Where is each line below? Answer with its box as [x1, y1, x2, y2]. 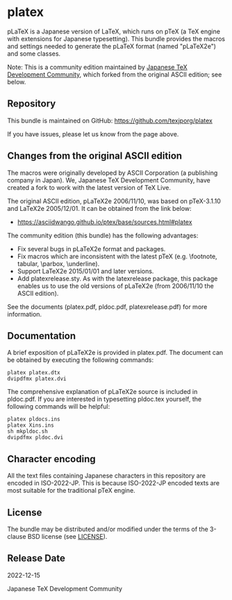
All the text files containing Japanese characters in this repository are [7, 471, 206, 480]
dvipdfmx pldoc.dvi [7, 434, 64, 441]
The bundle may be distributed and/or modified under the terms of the [7, 525, 208, 533]
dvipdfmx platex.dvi [7, 375, 67, 383]
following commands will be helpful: [7, 402, 110, 411]
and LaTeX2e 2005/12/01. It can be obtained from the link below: [7, 204, 192, 212]
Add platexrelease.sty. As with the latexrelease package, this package [17, 274, 218, 283]
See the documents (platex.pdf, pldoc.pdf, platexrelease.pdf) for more [7, 302, 208, 310]
